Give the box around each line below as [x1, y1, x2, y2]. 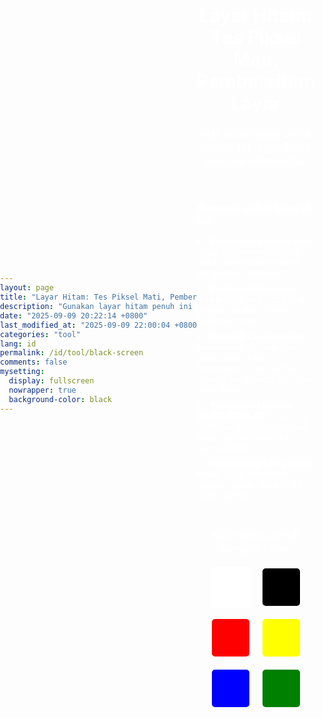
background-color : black [8, 394, 112, 404]
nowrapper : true [8, 385, 77, 395]
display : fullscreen [8, 376, 95, 386]
